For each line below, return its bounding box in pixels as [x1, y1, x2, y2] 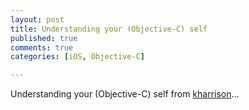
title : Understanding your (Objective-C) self [10, 24, 208, 34]
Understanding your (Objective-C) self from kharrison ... [10, 88, 240, 100]
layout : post [10, 14, 65, 25]
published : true [10, 33, 78, 43]
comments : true [10, 42, 74, 53]
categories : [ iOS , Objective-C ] [10, 52, 145, 62]
